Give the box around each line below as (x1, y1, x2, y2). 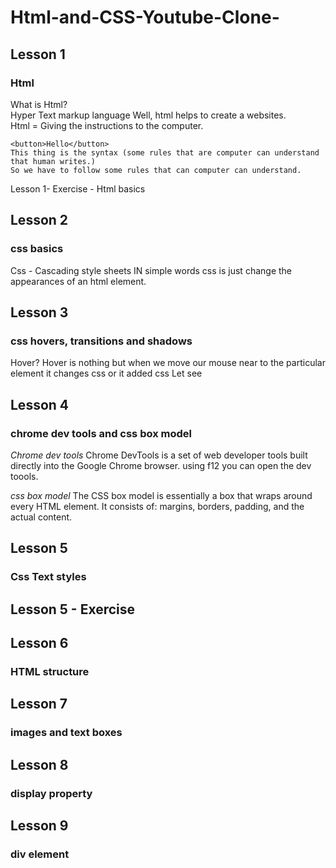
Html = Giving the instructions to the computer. (10, 119, 204, 131)
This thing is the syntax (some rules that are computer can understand (10, 147, 320, 158)
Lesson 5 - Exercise (10, 601, 136, 618)
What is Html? (10, 98, 68, 110)
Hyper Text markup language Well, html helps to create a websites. (10, 109, 287, 121)
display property (10, 786, 93, 800)
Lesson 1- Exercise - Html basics (10, 182, 146, 195)
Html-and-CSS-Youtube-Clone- (10, 6, 280, 29)
